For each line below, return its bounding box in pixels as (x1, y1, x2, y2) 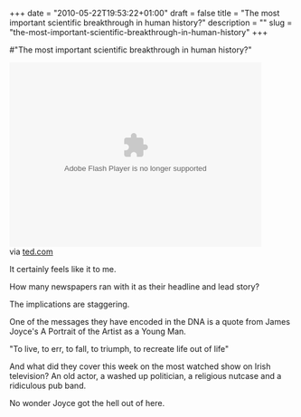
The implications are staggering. (9, 299, 130, 309)
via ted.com (9, 246, 53, 257)
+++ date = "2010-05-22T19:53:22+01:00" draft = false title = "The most (9, 8, 280, 18)
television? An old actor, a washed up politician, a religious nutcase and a (9, 371, 282, 381)
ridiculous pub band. (9, 380, 87, 391)
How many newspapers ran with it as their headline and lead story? (9, 281, 260, 292)
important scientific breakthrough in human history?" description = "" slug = (9, 17, 293, 28)
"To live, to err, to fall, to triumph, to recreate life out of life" (9, 344, 230, 354)
